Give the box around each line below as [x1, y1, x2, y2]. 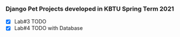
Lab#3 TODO [14, 18, 47, 25]
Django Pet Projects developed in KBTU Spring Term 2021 [5, 5, 174, 13]
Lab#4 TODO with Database [14, 25, 83, 32]
